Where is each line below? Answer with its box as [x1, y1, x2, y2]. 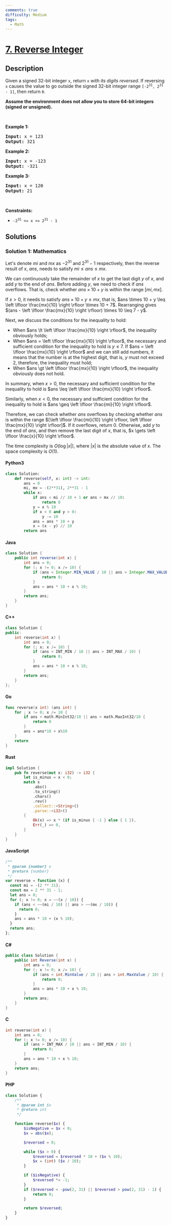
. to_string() [32, 789, 60, 795]
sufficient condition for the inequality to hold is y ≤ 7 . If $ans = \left [12, 343, 154, 349]
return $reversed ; [24, 1206, 63, 1211]
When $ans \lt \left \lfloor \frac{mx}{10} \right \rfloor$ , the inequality [12, 327, 157, 333]
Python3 [5, 460, 24, 466]
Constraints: [5, 208, 33, 214]
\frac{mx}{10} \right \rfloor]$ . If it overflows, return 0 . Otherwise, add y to [5, 422, 160, 428]
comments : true [5, 7, 38, 13]
